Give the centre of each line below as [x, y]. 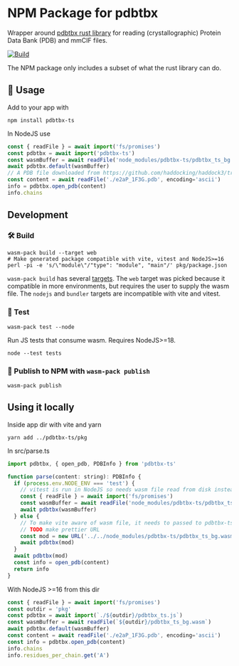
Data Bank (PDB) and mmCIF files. [58, 40]
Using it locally [41, 408]
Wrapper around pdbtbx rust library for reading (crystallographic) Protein [114, 33]
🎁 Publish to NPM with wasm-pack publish [79, 371]
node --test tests [34, 353]
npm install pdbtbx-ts [41, 120]
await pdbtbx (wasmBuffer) [59, 510]
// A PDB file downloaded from [54, 173]
